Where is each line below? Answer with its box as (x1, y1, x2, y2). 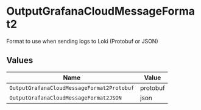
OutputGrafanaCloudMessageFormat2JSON (9, 94, 122, 101)
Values (6, 55, 33, 65)
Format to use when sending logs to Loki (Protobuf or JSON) (6, 37, 158, 45)
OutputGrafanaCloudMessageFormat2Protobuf (9, 84, 135, 91)
